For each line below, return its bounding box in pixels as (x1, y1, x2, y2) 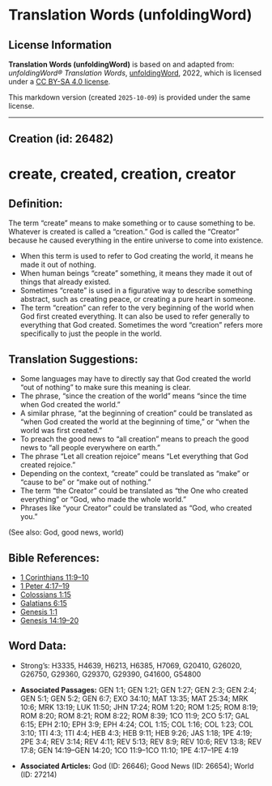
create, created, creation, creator (8, 165, 236, 183)
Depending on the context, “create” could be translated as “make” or (19, 469, 249, 479)
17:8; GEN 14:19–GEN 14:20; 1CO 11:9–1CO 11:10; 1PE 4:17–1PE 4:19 (19, 745, 239, 755)
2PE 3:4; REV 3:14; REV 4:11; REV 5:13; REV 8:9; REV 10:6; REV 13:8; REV (19, 737, 261, 746)
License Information (8, 38, 112, 52)
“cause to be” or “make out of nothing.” (19, 477, 151, 487)
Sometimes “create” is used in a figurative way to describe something (19, 286, 253, 295)
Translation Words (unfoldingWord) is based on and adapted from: (8, 59, 235, 69)
